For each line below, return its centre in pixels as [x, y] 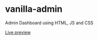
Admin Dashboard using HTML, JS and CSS [49, 23]
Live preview [18, 32]
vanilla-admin [34, 9]
